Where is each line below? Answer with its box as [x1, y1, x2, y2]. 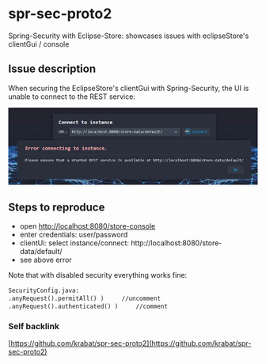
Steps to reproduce [8, 200, 105, 214]
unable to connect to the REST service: [8, 92, 136, 101]
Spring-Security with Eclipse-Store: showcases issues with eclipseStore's [8, 31, 249, 40]
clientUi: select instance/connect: [19, 238, 129, 248]
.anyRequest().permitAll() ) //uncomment [8, 294, 161, 302]
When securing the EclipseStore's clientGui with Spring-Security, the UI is [8, 83, 249, 93]
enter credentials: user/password [19, 229, 128, 239]
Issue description [8, 63, 97, 76]
